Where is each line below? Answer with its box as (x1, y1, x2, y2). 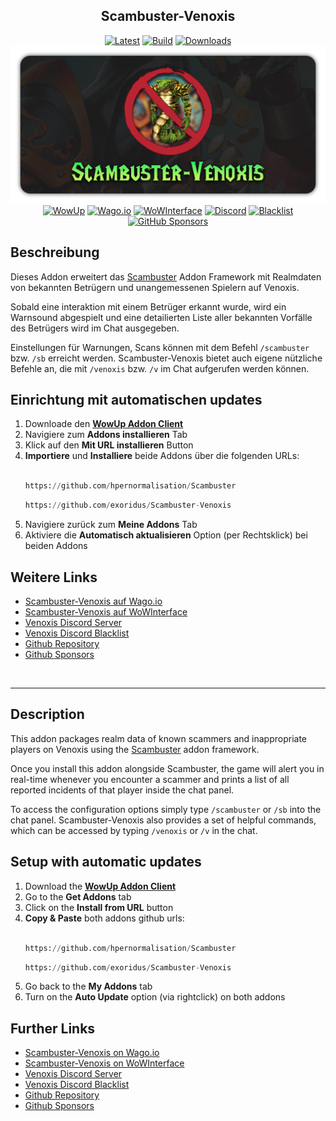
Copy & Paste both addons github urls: (24, 912, 185, 924)
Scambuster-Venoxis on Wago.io (24, 1047, 160, 1059)
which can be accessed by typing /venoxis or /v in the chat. (10, 824, 258, 836)
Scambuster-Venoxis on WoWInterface (24, 1057, 185, 1069)
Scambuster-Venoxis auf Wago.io (24, 595, 163, 607)
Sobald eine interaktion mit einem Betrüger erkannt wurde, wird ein (10, 300, 287, 313)
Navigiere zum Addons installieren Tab (24, 429, 188, 441)
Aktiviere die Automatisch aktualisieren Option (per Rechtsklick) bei (24, 529, 308, 541)
